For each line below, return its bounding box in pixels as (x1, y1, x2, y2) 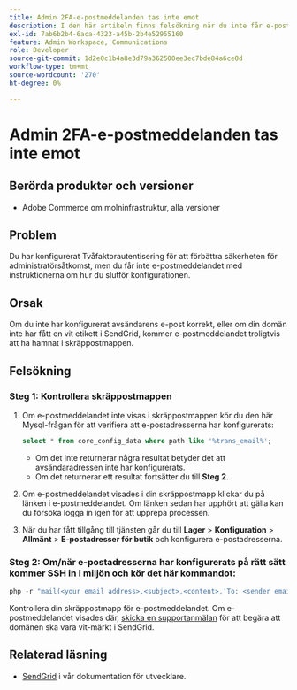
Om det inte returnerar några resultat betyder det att (34, 452, 225, 463)
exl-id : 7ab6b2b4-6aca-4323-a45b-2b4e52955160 (9, 29, 184, 38)
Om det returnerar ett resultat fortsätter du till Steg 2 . (34, 471, 229, 482)
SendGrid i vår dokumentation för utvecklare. (21, 671, 187, 681)
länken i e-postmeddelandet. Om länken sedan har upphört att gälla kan (21, 497, 285, 509)
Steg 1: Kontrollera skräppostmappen (9, 390, 172, 402)
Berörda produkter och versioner (9, 179, 194, 194)
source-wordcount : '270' (9, 71, 101, 80)
